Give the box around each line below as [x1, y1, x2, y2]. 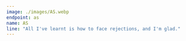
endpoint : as [6, 14, 40, 20]
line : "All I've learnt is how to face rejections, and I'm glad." [6, 25, 181, 32]
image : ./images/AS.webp [6, 8, 69, 15]
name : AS [6, 20, 29, 26]
